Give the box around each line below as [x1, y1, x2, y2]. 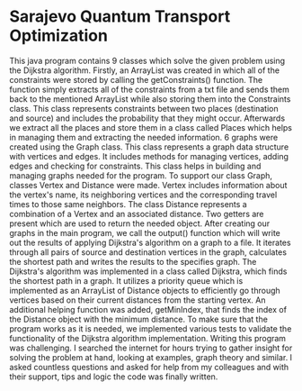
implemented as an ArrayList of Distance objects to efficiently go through [9, 285, 280, 296]
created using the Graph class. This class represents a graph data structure [9, 141, 289, 152]
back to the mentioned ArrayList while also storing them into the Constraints [9, 93, 291, 105]
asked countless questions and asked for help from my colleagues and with [9, 361, 289, 372]
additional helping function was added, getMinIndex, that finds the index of [9, 304, 288, 314]
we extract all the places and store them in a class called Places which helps [9, 122, 293, 132]
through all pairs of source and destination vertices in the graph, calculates [9, 246, 288, 258]
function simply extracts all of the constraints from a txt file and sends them [9, 84, 290, 95]
